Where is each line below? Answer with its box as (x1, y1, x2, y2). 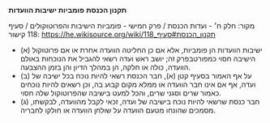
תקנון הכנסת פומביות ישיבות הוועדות (8, 6, 127, 15)
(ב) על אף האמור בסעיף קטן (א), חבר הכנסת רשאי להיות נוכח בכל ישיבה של (19, 71, 252, 80)
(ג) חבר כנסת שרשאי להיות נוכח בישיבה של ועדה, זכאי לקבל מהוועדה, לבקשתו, (19, 97, 260, 106)
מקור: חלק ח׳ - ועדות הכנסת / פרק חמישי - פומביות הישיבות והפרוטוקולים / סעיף (8, 21, 255, 30)
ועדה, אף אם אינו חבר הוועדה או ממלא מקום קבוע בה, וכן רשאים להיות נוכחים (19, 79, 256, 89)
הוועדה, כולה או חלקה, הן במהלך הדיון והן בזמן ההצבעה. (19, 62, 191, 72)
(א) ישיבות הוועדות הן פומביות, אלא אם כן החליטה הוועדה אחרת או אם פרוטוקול (19, 45, 263, 54)
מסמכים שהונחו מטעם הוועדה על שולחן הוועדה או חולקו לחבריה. (19, 105, 216, 115)
